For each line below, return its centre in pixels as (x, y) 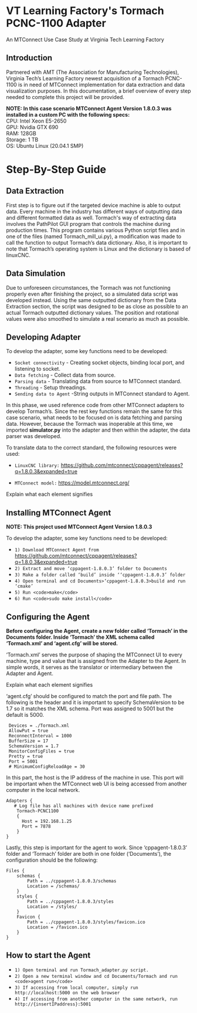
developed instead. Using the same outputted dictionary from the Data (91, 300)
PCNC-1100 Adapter (56, 23)
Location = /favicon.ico (57, 927)
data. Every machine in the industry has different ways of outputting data (94, 211)
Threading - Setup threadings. (50, 388)
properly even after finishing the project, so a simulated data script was (92, 294)
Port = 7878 (36, 826)
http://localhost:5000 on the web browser (67, 992)
